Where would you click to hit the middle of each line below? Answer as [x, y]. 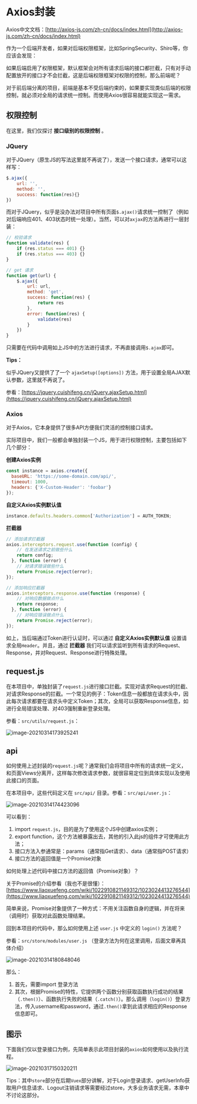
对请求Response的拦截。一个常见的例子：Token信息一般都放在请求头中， [95, 694]
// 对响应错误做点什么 [40, 615]
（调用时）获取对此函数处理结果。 [47, 916]
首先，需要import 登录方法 [46, 984]
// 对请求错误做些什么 [40, 566]
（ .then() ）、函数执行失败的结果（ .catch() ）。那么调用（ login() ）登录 [100, 999]
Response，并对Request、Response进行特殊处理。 [68, 653]
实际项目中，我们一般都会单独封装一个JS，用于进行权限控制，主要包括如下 [96, 440]
